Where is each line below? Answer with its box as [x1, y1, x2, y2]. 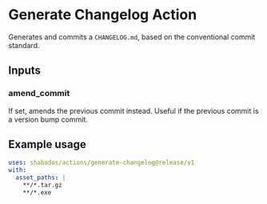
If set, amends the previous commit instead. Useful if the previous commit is [8, 106, 259, 115]
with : [8, 166, 26, 174]
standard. [8, 40, 40, 50]
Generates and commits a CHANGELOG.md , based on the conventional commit [8, 32, 256, 42]
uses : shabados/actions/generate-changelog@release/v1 [8, 158, 195, 167]
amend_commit [8, 88, 70, 99]
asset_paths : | [15, 174, 66, 182]
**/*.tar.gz [22, 182, 62, 190]
